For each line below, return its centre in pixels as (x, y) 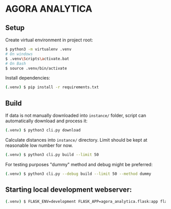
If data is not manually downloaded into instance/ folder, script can (76, 116)
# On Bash (16, 63)
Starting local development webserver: (69, 190)
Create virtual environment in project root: (49, 40)
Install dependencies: (28, 78)
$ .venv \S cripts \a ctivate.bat (37, 59)
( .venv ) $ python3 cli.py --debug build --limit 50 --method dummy (78, 174)
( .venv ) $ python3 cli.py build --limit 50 (52, 154)
